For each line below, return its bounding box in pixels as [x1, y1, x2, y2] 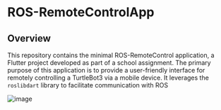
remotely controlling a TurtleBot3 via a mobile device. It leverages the [7, 73, 210, 82]
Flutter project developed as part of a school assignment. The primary [7, 59, 211, 67]
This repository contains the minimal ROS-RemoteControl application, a [7, 51, 215, 59]
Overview [7, 32, 52, 44]
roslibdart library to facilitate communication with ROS [7, 81, 168, 89]
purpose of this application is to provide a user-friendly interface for [7, 66, 205, 74]
